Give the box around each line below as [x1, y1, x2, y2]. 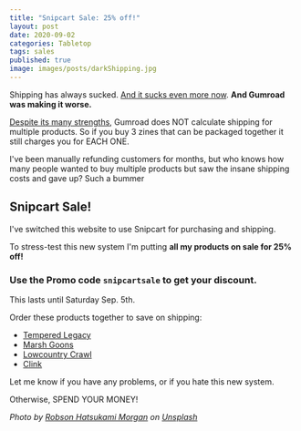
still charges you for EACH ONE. [9, 136, 130, 147]
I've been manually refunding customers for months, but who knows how [9, 153, 285, 164]
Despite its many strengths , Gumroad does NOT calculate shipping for [9, 116, 274, 128]
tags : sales [9, 47, 55, 56]
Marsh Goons [22, 339, 75, 350]
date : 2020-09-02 [9, 30, 76, 39]
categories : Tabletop [9, 38, 92, 48]
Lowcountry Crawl [22, 348, 93, 360]
